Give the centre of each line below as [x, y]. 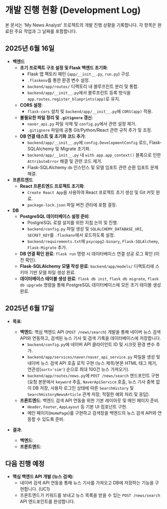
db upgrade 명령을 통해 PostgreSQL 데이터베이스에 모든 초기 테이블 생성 [90, 285]
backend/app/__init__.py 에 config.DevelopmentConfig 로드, [88, 142]
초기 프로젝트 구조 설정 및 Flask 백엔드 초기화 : [64, 67]
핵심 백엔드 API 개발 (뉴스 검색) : [43, 477]
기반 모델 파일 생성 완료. [52, 272]
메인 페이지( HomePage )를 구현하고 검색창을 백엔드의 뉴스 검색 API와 [92, 413]
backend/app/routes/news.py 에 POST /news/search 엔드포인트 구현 [93, 375]
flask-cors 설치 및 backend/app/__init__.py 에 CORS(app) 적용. [90, 111]
